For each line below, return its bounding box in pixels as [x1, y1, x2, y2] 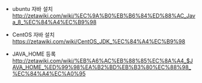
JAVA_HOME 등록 [12, 50, 56, 58]
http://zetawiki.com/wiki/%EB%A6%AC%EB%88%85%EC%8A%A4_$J [12, 57, 193, 64]
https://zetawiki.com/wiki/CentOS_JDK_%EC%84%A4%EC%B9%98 [12, 38, 186, 45]
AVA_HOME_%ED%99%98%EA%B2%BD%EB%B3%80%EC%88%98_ [12, 64, 192, 71]
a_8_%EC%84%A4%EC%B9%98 [12, 19, 96, 25]
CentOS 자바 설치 [12, 31, 55, 38]
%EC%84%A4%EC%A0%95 [12, 70, 86, 77]
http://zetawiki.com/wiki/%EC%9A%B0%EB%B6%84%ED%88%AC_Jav [12, 12, 196, 19]
